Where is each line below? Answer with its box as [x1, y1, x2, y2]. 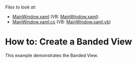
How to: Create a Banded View [5, 36, 132, 47]
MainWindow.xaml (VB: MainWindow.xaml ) [12, 14, 99, 19]
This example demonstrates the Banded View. [5, 52, 99, 58]
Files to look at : [5, 4, 36, 10]
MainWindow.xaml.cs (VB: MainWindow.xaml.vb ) [12, 19, 111, 25]
